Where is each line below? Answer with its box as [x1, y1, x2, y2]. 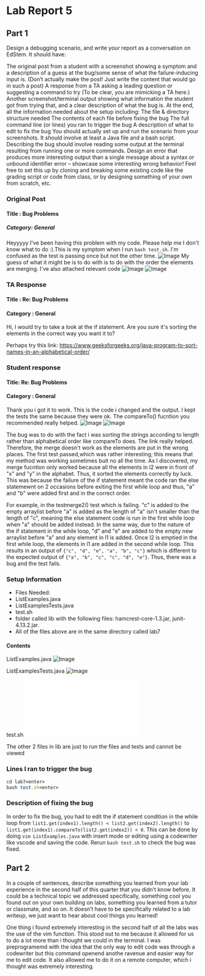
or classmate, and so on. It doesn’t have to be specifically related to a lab [6, 905, 191, 912]
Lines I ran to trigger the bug [6, 765, 92, 774]
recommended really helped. [6, 419, 79, 426]
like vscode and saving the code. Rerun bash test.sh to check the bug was [6, 838, 196, 846]
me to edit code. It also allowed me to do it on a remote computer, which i [6, 956, 192, 963]
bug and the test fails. [6, 560, 61, 567]
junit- [172, 615, 186, 623]
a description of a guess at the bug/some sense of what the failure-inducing [6, 69, 199, 76]
